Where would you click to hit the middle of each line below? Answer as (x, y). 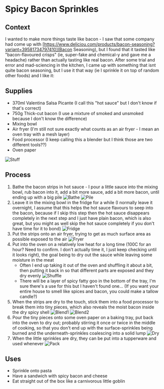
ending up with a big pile (37, 197)
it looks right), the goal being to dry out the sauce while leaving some (82, 255)
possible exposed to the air (40, 239)
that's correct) (27, 108)
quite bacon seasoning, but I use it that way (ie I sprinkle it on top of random (82, 70)
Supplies (19, 91)
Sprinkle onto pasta (32, 371)
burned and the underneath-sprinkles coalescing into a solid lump (79, 333)
